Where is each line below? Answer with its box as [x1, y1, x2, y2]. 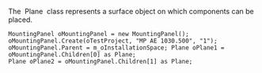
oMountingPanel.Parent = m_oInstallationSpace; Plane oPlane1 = [8, 44, 225, 52]
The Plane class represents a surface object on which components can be [8, 7, 255, 16]
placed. [8, 15, 33, 24]
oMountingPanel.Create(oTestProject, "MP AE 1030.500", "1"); [8, 37, 218, 45]
